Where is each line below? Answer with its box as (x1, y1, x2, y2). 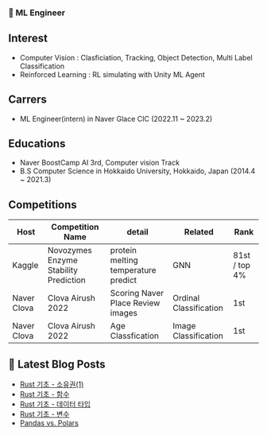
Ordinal (172, 293, 200, 304)
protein (110, 245, 137, 256)
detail (126, 227, 149, 238)
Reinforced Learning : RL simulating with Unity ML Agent (19, 69, 205, 79)
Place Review (110, 297, 161, 309)
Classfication (110, 330, 160, 341)
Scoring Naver (110, 288, 164, 299)
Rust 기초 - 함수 (19, 389, 70, 398)
